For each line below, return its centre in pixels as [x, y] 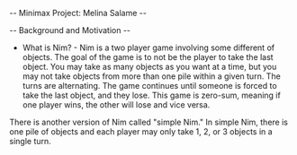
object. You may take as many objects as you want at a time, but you [149, 67]
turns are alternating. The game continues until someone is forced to [149, 86]
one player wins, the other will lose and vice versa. [116, 105]
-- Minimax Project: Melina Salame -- [78, 13]
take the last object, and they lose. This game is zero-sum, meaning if [151, 95]
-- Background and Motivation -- [70, 30]
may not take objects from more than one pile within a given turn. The [151, 76]
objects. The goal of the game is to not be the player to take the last [148, 57]
